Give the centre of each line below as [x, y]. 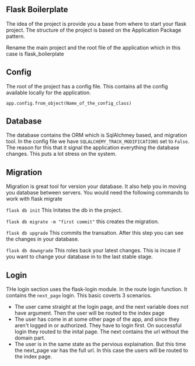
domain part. [30, 338]
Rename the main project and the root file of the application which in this [93, 47]
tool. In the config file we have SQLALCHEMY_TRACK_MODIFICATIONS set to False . [98, 141]
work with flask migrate [34, 199]
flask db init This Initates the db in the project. [64, 210]
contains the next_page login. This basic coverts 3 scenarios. [79, 296]
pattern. [15, 36]
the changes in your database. [43, 239]
